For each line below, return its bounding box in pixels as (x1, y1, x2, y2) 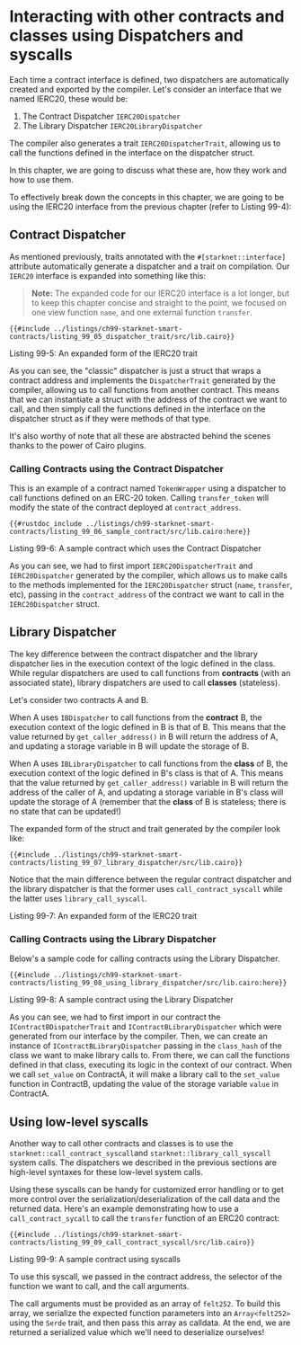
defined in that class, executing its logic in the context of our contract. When (9, 1059, 293, 1071)
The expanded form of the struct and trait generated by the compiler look (9, 823, 281, 833)
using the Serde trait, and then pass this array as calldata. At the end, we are (9, 1317, 291, 1328)
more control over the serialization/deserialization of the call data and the (9, 1193, 280, 1204)
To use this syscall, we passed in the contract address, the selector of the (9, 1270, 283, 1282)
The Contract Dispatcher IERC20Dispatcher (22, 111, 181, 121)
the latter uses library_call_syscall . (9, 893, 147, 904)
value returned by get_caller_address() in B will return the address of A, (9, 731, 279, 742)
